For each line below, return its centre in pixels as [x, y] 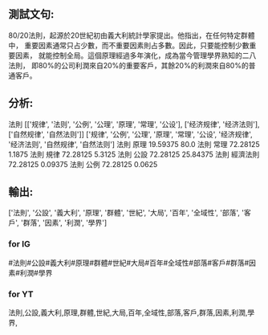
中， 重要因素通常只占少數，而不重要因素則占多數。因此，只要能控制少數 [129, 45]
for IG [19, 244]
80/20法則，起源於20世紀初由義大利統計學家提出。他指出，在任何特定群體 [132, 35]
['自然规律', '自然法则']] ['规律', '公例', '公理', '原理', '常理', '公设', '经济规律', [130, 134]
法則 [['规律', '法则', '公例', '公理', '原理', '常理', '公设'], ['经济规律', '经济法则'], [134, 124]
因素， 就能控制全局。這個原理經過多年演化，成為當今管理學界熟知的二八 [136, 55]
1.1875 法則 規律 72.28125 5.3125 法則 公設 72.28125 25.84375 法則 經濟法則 [134, 154]
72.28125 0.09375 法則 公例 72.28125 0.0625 [83, 164]
